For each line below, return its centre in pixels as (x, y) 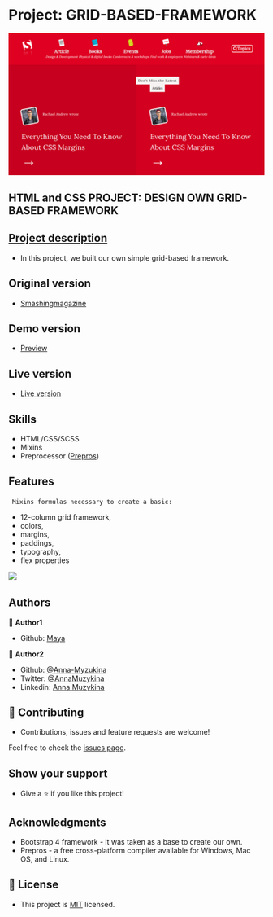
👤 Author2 (26, 654)
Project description (58, 238)
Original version (50, 284)
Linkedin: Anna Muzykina (62, 687)
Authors (30, 603)
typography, (41, 551)
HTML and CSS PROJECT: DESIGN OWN (111, 197)
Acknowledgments (58, 822)
